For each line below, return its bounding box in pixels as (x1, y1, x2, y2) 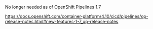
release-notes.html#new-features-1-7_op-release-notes (5, 19, 118, 24)
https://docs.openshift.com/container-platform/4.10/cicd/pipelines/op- (5, 14, 149, 19)
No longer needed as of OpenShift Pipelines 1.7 (5, 4, 101, 10)
